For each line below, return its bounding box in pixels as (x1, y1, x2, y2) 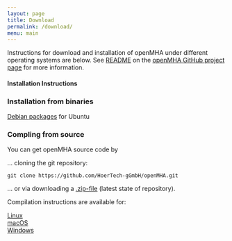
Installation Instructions (7, 79, 78, 88)
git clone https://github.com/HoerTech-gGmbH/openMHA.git (7, 172, 179, 179)
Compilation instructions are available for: (7, 198, 126, 206)
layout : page (7, 10, 45, 17)
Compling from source (7, 130, 85, 140)
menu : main (7, 29, 39, 37)
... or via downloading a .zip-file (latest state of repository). (7, 185, 176, 193)
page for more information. (7, 63, 85, 72)
